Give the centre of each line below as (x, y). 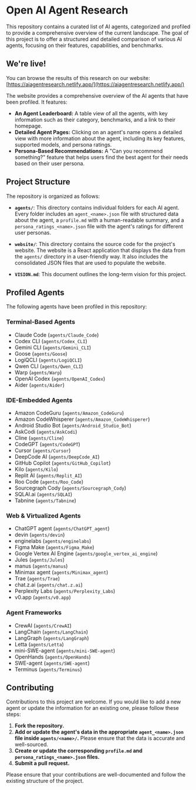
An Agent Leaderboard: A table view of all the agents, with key (91, 113)
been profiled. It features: (37, 102)
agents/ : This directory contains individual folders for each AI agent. (97, 207)
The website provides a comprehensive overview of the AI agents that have (97, 95)
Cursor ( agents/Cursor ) (43, 450)
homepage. (28, 126)
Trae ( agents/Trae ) (37, 579)
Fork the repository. (39, 726)
